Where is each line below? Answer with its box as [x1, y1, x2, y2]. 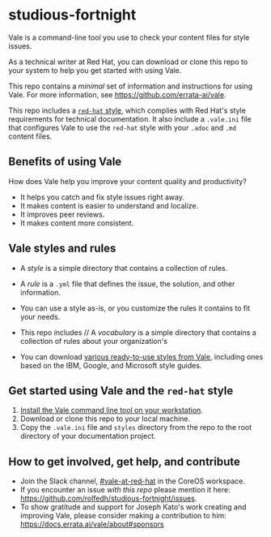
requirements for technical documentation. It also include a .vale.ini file [8, 114, 252, 123]
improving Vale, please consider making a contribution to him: [19, 511, 227, 521]
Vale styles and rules [8, 242, 116, 256]
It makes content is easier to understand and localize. [19, 200, 199, 210]
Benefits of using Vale [8, 155, 122, 169]
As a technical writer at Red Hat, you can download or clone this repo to [8, 57, 248, 67]
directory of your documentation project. [19, 432, 156, 441]
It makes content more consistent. [19, 217, 134, 228]
